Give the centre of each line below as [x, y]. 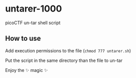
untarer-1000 [34, 9]
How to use [23, 38]
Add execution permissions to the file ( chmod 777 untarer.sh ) [68, 50]
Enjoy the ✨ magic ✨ [26, 70]
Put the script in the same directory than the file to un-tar [64, 60]
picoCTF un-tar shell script [33, 23]
